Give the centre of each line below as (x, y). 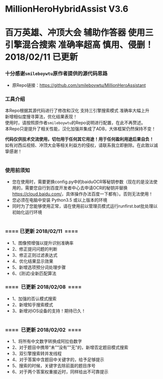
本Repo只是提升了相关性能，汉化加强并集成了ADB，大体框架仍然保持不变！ (81, 129)
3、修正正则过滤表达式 (35, 255)
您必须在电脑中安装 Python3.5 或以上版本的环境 (60, 200)
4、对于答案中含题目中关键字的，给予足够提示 (58, 360)
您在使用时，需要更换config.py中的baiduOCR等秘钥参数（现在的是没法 (83, 182)
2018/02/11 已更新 (41, 57)
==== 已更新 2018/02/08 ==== (43, 287)
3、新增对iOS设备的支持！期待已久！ (49, 311)
